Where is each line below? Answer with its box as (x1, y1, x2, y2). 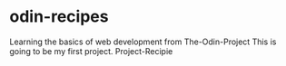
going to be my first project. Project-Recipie (9, 45, 173, 56)
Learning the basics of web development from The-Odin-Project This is (9, 36, 277, 47)
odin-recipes (9, 6, 109, 27)
